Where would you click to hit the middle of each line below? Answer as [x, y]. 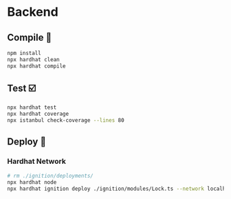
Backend [33, 12]
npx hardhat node [32, 182]
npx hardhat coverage [38, 114]
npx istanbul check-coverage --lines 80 [66, 121]
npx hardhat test [32, 107]
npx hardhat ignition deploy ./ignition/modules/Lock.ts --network [106, 189]
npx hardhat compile [37, 66]
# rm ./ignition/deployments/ [51, 176]
